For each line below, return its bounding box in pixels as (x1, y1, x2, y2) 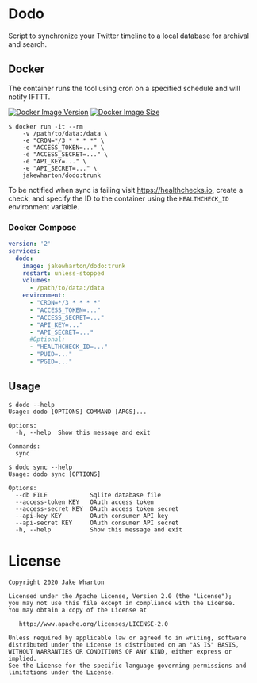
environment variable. (8, 201, 79, 211)
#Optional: (29, 336, 66, 343)
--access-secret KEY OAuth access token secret (15, 505, 179, 512)
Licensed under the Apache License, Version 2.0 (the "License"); (8, 592, 232, 600)
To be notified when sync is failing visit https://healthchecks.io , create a (8, 185, 244, 194)
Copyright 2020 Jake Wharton (8, 578, 105, 586)
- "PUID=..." (29, 351, 73, 359)
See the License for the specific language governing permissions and (8, 662, 247, 670)
